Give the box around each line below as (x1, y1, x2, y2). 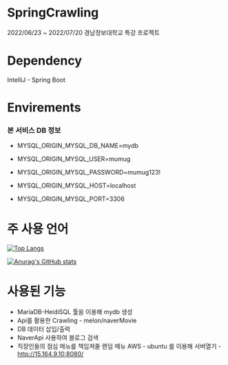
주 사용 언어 (7, 221, 69, 236)
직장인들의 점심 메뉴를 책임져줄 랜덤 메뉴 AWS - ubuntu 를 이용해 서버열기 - (17, 342, 222, 351)
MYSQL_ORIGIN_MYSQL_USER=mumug (17, 155, 131, 163)
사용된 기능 (7, 284, 66, 300)
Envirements (7, 100, 81, 115)
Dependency (7, 53, 83, 69)
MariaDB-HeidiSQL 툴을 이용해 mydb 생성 (17, 308, 133, 316)
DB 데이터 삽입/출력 (17, 325, 71, 333)
